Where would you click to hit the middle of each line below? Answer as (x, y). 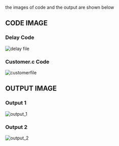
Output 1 (16, 103)
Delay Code (20, 37)
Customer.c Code (27, 62)
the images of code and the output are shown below (60, 7)
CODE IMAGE (27, 23)
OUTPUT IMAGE (31, 89)
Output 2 (16, 127)
